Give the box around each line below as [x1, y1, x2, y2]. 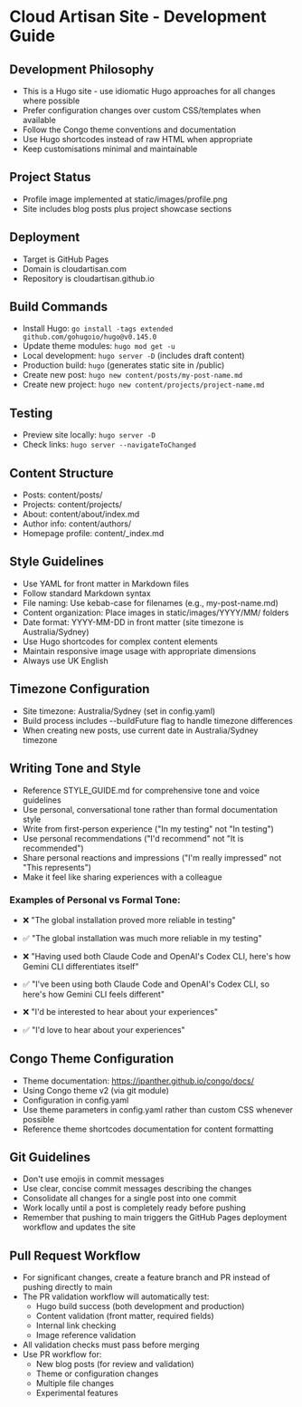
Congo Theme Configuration [9, 1051, 175, 1066]
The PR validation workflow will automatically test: [22, 1291, 210, 1302]
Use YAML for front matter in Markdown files [22, 578, 190, 589]
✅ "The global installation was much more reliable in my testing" [22, 932, 262, 943]
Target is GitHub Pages [22, 254, 109, 265]
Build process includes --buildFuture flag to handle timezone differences [22, 715, 294, 726]
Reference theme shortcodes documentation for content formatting [22, 1123, 274, 1134]
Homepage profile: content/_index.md [22, 528, 165, 539]
